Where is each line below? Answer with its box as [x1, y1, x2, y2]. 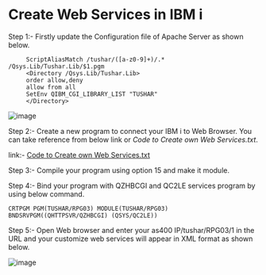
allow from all [25, 83, 77, 91]
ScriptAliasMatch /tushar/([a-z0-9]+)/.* [25, 55, 165, 63]
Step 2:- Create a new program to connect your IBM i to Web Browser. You [8, 126, 253, 136]
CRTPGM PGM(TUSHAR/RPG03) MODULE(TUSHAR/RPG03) [8, 204, 169, 212]
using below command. [8, 189, 85, 199]
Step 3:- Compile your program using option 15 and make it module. [8, 165, 230, 175]
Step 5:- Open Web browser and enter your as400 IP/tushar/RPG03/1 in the [8, 225, 255, 235]
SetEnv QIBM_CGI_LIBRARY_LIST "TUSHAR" [25, 90, 158, 98]
